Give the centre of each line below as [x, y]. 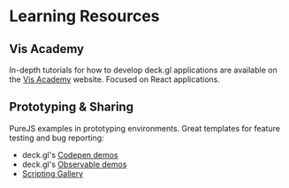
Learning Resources [84, 16]
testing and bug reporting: [57, 138]
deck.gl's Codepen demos [70, 154]
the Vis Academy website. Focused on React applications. [115, 79]
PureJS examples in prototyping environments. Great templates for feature [145, 128]
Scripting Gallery [53, 173]
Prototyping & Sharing [72, 107]
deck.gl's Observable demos [74, 164]
